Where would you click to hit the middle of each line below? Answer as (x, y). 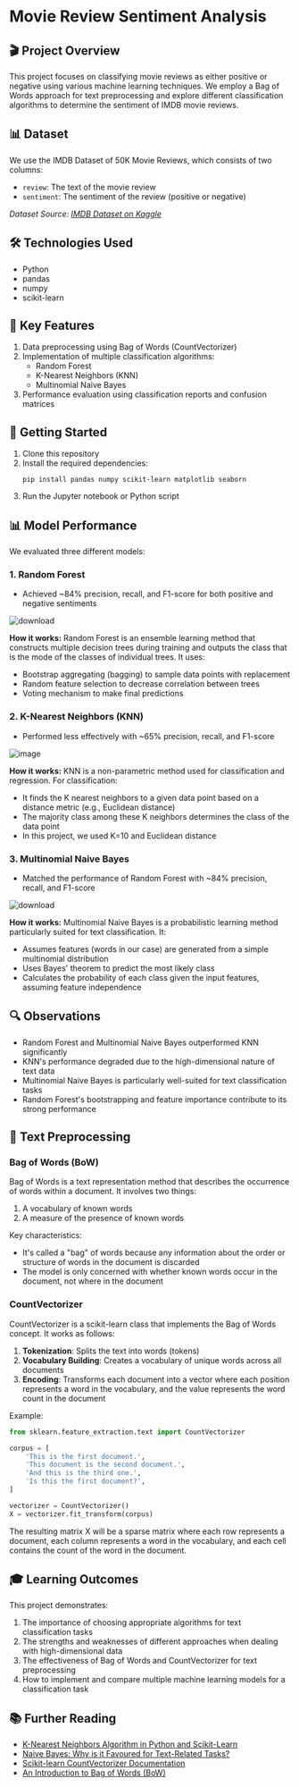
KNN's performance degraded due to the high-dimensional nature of (148, 1061)
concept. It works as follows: (62, 1333)
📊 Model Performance (73, 525)
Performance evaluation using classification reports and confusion (145, 394)
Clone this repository (61, 454)
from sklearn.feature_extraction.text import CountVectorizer (127, 1432)
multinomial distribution (65, 958)
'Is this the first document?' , (85, 1481)
